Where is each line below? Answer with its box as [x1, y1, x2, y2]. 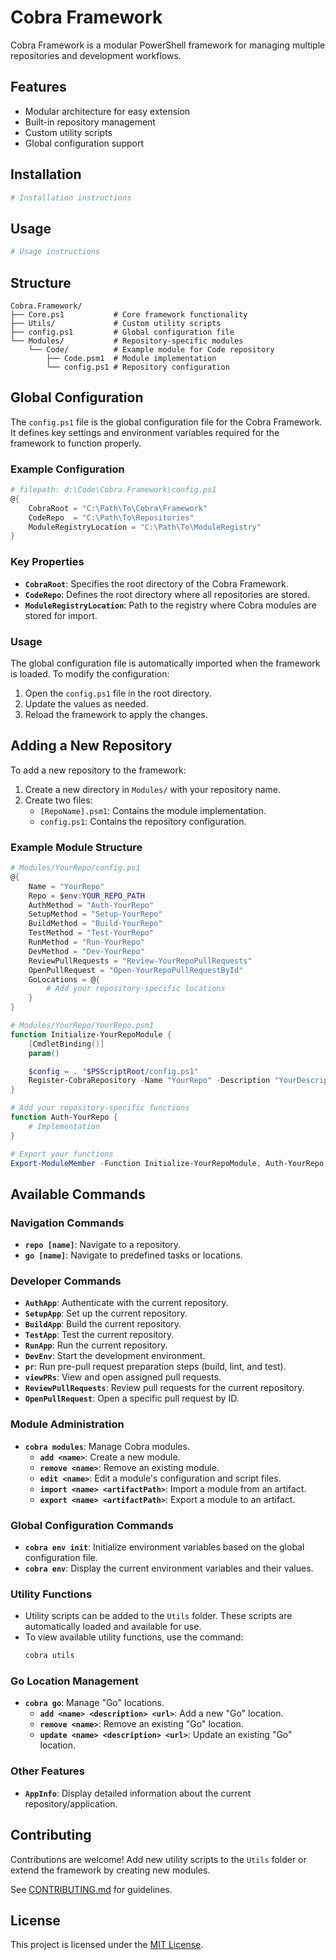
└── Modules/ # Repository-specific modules [10, 336, 244, 346]
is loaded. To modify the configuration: [10, 667, 170, 680]
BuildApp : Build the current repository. [24, 1318, 182, 1330]
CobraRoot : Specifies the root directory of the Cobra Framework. [24, 577, 289, 590]
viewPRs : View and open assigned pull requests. [24, 1371, 222, 1383]
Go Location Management [10, 1674, 139, 1688]
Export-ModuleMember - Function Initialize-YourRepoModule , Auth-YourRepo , [10, 1158, 329, 1168]
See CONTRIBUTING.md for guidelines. [10, 1883, 173, 1895]
